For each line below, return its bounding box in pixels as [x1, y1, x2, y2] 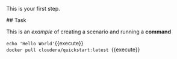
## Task [6, 17, 26, 23]
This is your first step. [6, 5, 60, 12]
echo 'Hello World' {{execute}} [6, 40, 84, 46]
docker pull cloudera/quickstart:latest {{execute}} [6, 46, 140, 53]
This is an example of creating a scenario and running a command [6, 28, 172, 35]
